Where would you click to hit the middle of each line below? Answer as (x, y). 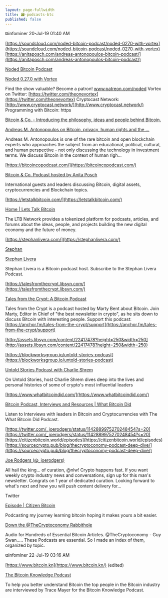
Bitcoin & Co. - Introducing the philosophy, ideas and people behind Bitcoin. (83, 120)
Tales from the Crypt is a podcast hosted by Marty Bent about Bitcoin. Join (82, 309)
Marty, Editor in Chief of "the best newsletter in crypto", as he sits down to (82, 314)
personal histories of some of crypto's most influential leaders (69, 385)
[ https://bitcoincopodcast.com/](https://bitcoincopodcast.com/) (71, 165)
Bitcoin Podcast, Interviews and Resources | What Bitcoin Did (68, 405)
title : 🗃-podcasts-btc (29, 15)
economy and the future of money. (41, 230)
